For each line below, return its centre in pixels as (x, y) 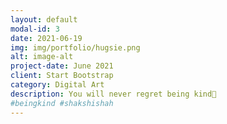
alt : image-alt (42, 57)
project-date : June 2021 (62, 66)
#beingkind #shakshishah (62, 103)
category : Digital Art (57, 85)
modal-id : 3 (35, 29)
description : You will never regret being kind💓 (113, 94)
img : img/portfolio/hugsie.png (75, 47)
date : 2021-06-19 (46, 38)
